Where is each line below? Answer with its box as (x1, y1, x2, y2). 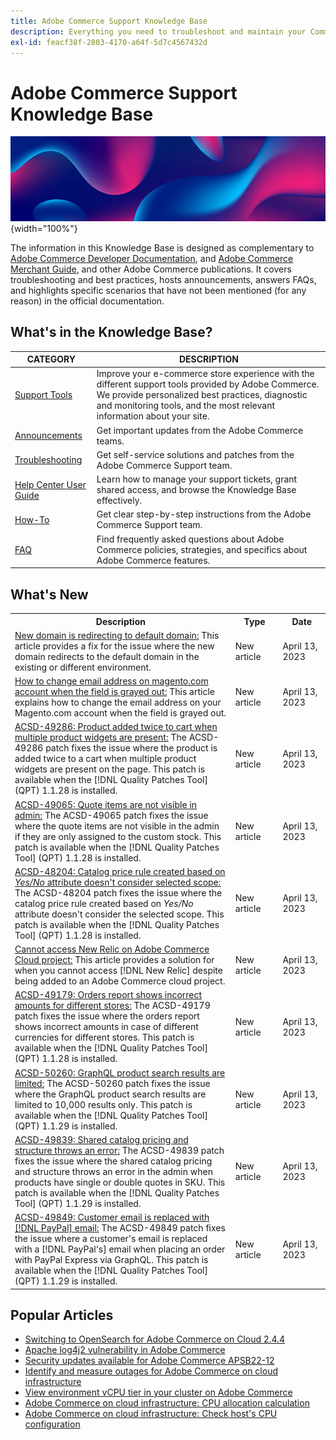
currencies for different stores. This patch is (14, 1031, 195, 1044)
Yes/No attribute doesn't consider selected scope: (14, 876, 222, 888)
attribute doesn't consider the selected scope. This (14, 908, 225, 920)
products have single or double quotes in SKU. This (14, 1176, 226, 1188)
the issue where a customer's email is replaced (14, 1233, 208, 1245)
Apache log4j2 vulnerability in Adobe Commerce (24, 1344, 226, 1356)
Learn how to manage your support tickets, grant (96, 473, 298, 485)
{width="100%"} (10, 222, 78, 234)
